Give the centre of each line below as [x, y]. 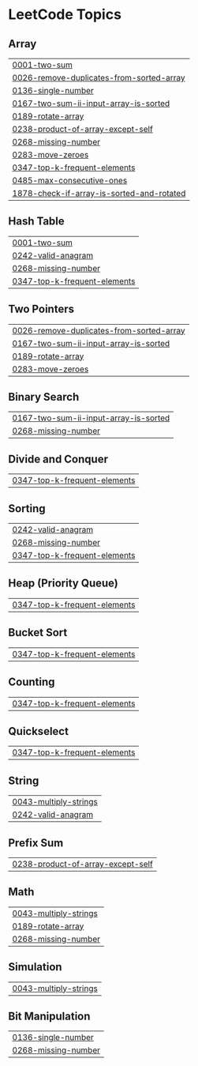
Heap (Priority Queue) [63, 584]
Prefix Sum [36, 843]
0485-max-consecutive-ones [70, 181]
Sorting [27, 509]
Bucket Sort [38, 633]
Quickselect [39, 731]
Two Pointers [41, 309]
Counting [32, 682]
